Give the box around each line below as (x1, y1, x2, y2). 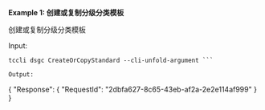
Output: (8, 71, 35, 79)
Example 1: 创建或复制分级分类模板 (8, 8, 124, 17)
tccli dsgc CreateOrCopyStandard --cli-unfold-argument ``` (8, 56, 214, 64)
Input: (8, 41, 28, 51)
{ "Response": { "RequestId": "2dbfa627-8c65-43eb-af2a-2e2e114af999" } (8, 84, 257, 94)
